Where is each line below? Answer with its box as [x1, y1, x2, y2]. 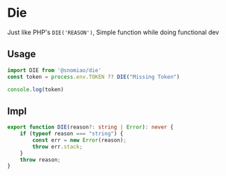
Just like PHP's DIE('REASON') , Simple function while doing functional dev [7, 28, 219, 36]
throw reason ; [20, 156, 61, 163]
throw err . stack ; [32, 143, 83, 150]
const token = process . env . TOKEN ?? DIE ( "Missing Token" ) [7, 73, 180, 80]
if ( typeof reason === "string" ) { [20, 131, 124, 138]
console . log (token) [7, 86, 64, 93]
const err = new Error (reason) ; [32, 136, 127, 144]
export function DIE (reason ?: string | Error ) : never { [7, 124, 174, 131]
